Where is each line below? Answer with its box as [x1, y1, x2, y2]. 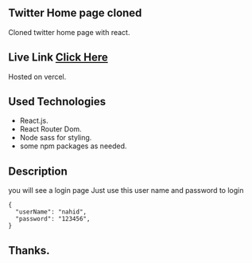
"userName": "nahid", [15, 208, 87, 216]
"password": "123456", [15, 215, 91, 223]
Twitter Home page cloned [8, 6, 142, 20]
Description [8, 164, 68, 178]
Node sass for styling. [19, 133, 92, 143]
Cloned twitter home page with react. [8, 27, 130, 37]
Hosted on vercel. [8, 72, 67, 81]
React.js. [19, 116, 49, 126]
